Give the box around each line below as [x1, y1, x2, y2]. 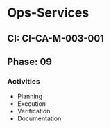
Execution [17, 100, 46, 108]
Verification [17, 107, 51, 116]
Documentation [17, 114, 62, 122]
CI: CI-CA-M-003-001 [7, 33, 104, 44]
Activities [7, 76, 40, 86]
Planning [17, 92, 43, 101]
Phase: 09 [7, 55, 52, 67]
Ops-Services [7, 5, 89, 21]
